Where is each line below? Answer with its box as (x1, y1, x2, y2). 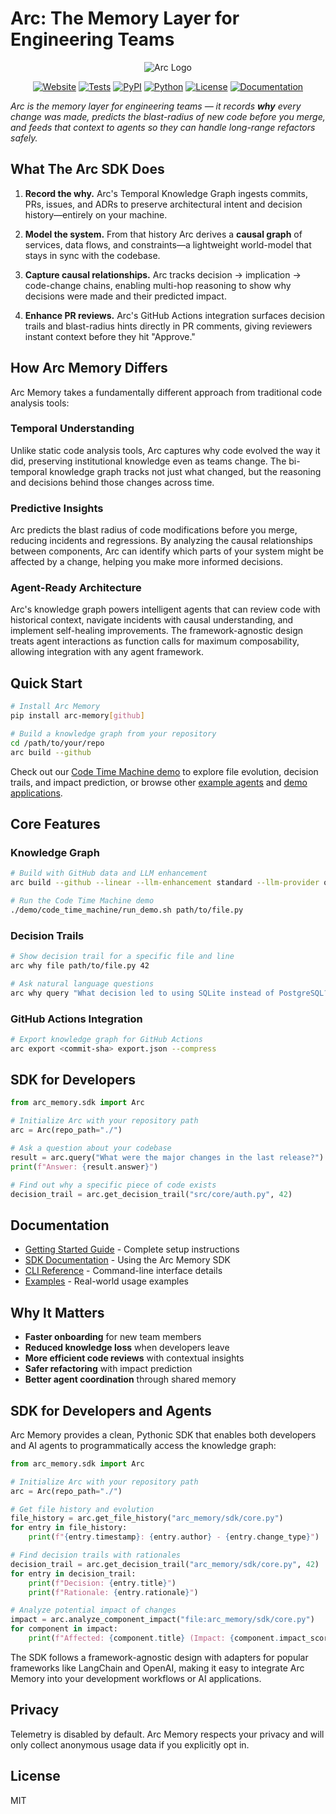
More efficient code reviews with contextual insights (24, 1352, 245, 1364)
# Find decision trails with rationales (10, 1550, 182, 1561)
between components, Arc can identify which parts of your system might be (10, 545, 324, 557)
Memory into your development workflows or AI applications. (10, 1672, 262, 1684)
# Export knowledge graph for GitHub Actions (10, 1034, 203, 1044)
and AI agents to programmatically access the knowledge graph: (10, 1439, 277, 1451)
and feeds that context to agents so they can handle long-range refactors (10, 121, 316, 133)
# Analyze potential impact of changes (10, 1605, 177, 1616)
